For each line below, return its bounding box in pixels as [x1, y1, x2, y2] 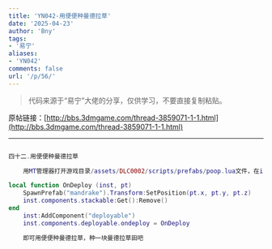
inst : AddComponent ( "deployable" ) [23, 212, 136, 220]
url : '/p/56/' [8, 72, 57, 80]
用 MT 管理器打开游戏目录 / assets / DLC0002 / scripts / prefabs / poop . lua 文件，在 [23, 167, 260, 175]
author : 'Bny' [8, 27, 57, 35]
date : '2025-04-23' [8, 19, 74, 28]
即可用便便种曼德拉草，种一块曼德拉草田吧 [23, 234, 144, 242]
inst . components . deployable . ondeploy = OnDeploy [23, 219, 190, 227]
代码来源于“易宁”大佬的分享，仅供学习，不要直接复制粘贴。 [28, 95, 227, 105]
